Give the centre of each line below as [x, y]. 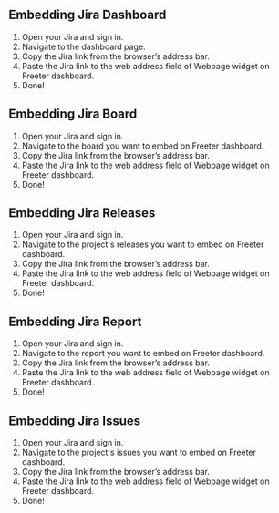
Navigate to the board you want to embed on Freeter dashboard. [143, 146]
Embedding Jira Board [73, 114]
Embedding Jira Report [75, 321]
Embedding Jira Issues [75, 421]
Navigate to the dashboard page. [83, 46]
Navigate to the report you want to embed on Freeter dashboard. [143, 354]
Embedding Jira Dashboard [88, 15]
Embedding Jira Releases [82, 213]
